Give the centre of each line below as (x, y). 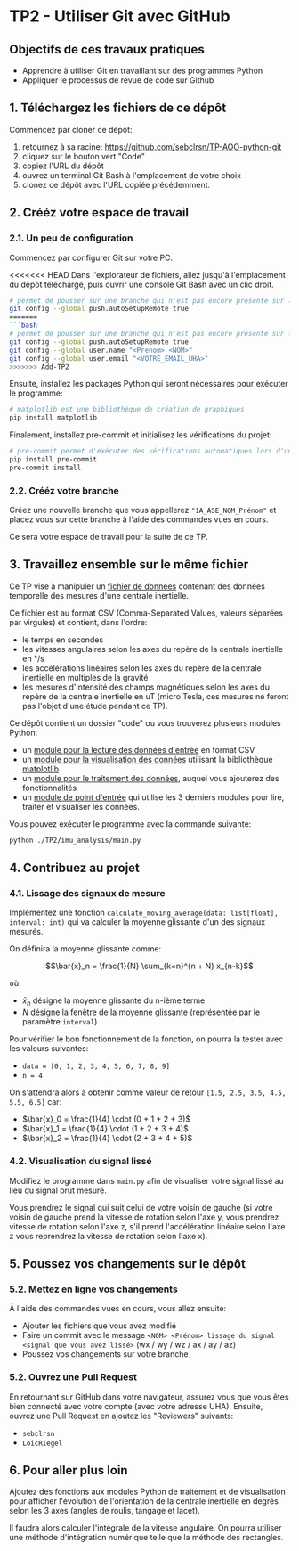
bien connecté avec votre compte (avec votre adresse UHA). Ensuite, (136, 1406)
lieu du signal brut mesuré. (58, 1190)
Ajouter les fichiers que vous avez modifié (99, 1326)
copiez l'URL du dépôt (63, 166)
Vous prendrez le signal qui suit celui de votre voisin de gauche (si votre (141, 1207)
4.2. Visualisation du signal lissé (81, 1162)
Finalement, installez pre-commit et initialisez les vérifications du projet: (141, 435)
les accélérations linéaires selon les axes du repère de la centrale (141, 668)
